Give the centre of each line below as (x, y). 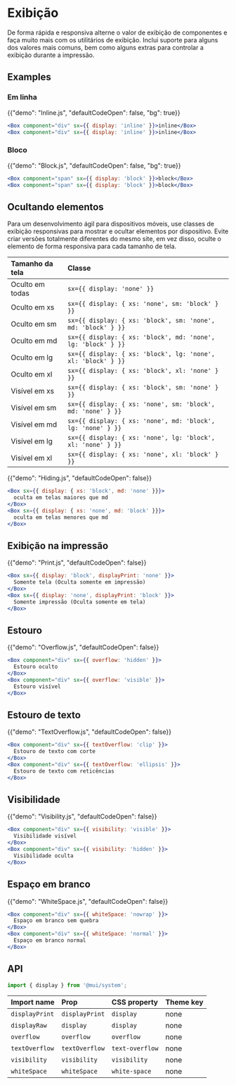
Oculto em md (34, 341)
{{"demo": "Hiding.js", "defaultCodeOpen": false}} (80, 478)
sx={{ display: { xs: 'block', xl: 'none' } (143, 371)
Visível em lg (32, 441)
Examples (29, 77)
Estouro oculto (36, 667)
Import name (33, 1003)
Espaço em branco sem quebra (56, 921)
